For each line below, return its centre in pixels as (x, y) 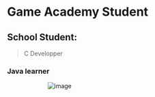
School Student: (42, 37)
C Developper (43, 53)
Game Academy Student (78, 12)
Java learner (28, 71)
